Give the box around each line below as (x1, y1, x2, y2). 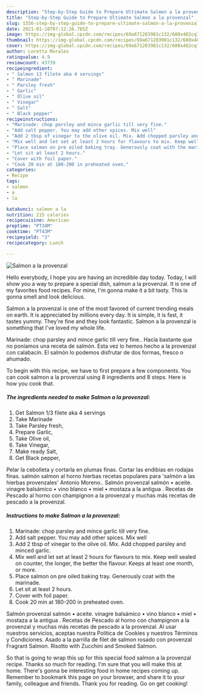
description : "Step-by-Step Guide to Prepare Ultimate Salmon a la (6, 8, 181, 15)
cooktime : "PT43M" (6, 229, 53, 235)
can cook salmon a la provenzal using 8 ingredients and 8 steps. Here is (6, 373, 186, 380)
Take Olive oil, (15, 434, 50, 442)
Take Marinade (15, 415, 53, 422)
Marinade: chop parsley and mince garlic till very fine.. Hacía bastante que (6, 336, 192, 343)
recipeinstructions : (6, 116, 59, 122)
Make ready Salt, (15, 447, 58, 455)
